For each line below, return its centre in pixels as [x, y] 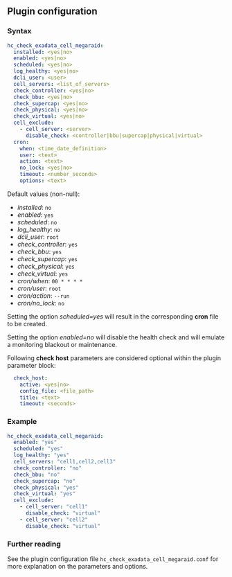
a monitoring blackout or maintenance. [62, 344]
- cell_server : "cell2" [54, 520]
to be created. [27, 323]
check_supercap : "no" [45, 481]
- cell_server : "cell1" [54, 507]
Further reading [34, 544]
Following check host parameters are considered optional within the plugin [114, 358]
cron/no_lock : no [41, 303]
